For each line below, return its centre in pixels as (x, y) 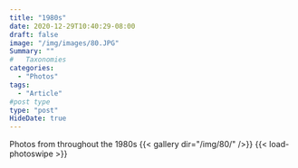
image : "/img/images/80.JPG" (64, 43)
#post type (30, 102)
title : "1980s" (38, 18)
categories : (32, 69)
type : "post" (34, 110)
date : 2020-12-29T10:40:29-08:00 (72, 26)
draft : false (34, 34)
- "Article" (40, 93)
